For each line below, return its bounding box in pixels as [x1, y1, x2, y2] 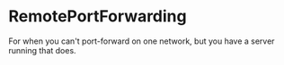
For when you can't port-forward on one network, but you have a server [8, 36, 275, 46]
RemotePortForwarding [8, 6, 187, 27]
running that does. [8, 45, 77, 55]
